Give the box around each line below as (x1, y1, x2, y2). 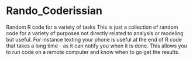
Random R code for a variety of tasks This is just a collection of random (6, 23, 178, 30)
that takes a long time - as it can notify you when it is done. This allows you (6, 42, 187, 49)
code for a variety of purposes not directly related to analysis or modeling (6, 29, 184, 36)
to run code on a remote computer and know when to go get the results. (6, 48, 180, 55)
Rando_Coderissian (6, 4, 102, 18)
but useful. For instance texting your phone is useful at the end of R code (6, 36, 182, 43)
